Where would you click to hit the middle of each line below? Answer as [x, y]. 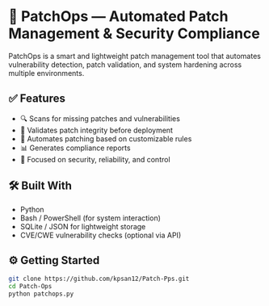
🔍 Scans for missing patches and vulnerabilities [100, 118]
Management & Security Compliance [134, 34]
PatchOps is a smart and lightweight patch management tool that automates [134, 56]
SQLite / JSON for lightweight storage [83, 226]
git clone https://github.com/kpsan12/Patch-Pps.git [99, 279]
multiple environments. [46, 73]
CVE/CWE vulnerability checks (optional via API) [101, 235]
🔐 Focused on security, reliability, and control [95, 159]
